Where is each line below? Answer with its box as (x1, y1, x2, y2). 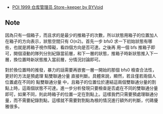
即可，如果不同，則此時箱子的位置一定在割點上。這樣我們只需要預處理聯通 (5, 91, 154, 97)
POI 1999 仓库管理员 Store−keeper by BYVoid (12, 4, 103, 10)
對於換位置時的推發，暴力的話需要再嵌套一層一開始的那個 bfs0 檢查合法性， (5, 67, 157, 73)
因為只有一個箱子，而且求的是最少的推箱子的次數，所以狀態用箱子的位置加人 (5, 32, 158, 38)
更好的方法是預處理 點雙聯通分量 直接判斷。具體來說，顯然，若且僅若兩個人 (5, 73, 156, 79)
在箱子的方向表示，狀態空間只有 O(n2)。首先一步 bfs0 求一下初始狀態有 (5, 38, 148, 44)
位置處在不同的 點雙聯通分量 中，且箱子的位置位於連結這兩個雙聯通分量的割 (5, 79, 156, 85)
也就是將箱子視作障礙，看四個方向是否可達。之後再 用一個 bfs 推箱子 (13, 44, 151, 50)
